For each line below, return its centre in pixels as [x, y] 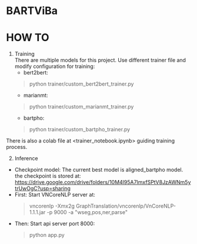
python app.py [47, 235]
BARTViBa [32, 11]
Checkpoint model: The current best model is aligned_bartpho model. [99, 170]
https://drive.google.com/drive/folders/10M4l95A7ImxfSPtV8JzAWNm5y [103, 182]
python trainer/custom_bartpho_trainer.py [80, 130]
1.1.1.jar [37, 212]
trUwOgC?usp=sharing [42, 188]
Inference [26, 158]
